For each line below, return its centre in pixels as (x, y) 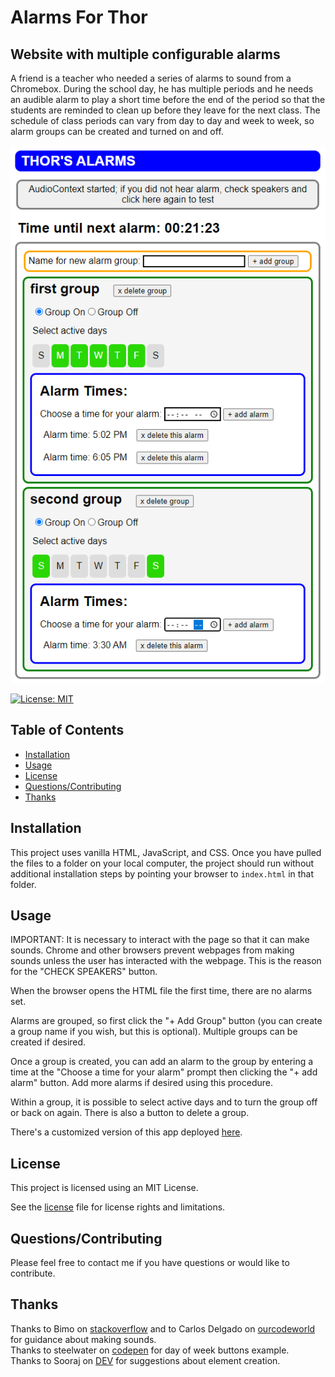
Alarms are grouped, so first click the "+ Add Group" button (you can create (166, 1021)
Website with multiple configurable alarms (145, 54)
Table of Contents (67, 730)
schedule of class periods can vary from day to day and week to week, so (162, 120)
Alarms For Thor (79, 17)
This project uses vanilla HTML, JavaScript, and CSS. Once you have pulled (166, 852)
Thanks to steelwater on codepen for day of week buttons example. (150, 1350)
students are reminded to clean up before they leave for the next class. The (165, 110)
